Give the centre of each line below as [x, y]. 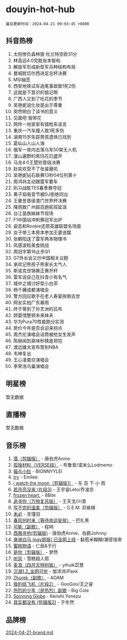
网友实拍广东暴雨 [31, 302]
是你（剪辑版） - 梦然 [36, 552]
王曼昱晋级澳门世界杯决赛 [40, 200]
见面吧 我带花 [27, 118]
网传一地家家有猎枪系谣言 [40, 124]
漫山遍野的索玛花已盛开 [38, 156]
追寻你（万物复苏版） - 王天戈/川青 [50, 501]
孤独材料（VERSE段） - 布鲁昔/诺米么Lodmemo [63, 465]
